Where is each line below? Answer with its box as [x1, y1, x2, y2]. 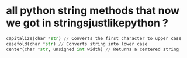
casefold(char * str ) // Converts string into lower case [6, 41, 148, 47]
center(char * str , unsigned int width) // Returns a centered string [6, 46, 179, 52]
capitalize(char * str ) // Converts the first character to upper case [6, 35, 182, 41]
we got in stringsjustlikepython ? [6, 16, 168, 30]
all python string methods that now [6, 4, 180, 17]
